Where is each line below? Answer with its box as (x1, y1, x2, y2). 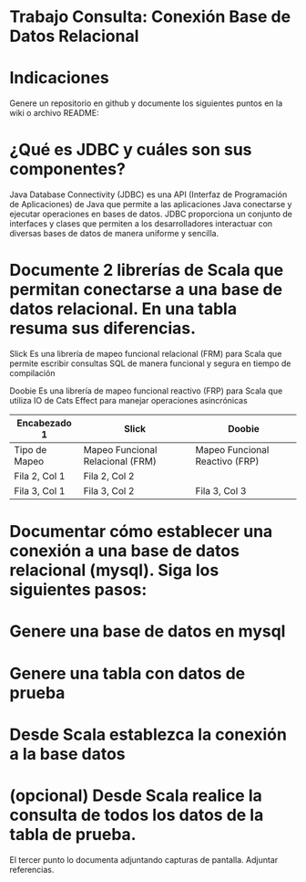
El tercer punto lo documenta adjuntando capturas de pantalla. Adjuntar (9, 854, 279, 865)
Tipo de (14, 444, 47, 456)
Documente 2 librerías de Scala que (9, 260, 284, 280)
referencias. (9, 864, 55, 875)
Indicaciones (9, 68, 109, 89)
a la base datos (9, 743, 126, 764)
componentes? (9, 159, 126, 180)
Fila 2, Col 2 (83, 470, 135, 482)
